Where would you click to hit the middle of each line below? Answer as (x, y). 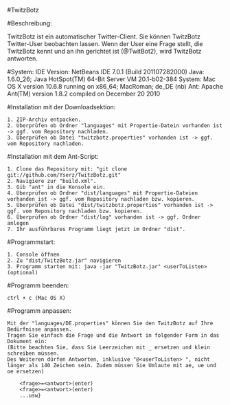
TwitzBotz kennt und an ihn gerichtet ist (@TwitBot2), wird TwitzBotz (104, 51)
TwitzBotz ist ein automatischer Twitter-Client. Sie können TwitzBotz (104, 36)
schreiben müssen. (33, 353)
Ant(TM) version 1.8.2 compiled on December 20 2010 (84, 94)
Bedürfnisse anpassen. (39, 329)
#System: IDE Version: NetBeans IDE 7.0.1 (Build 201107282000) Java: (106, 72)
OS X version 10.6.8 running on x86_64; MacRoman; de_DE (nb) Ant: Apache (115, 86)
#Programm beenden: (38, 285)
